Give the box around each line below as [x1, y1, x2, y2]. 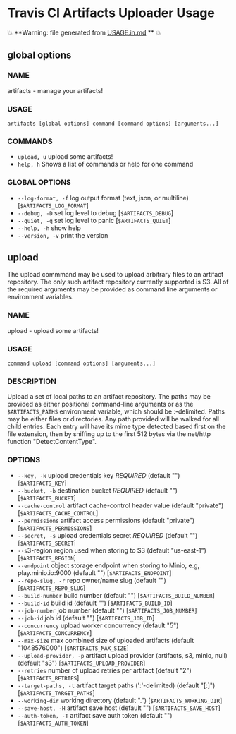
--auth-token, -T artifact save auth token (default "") [17, 711, 173, 719]
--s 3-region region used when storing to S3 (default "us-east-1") [17, 546, 206, 555]
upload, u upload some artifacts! [17, 152, 113, 161]
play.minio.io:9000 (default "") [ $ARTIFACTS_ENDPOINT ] [17, 568, 172, 577]
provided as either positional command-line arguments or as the [7, 400, 194, 409]
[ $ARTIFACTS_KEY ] [17, 479, 67, 487]
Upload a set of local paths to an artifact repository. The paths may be [7, 392, 211, 401]
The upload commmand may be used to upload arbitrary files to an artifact [7, 270, 224, 279]
